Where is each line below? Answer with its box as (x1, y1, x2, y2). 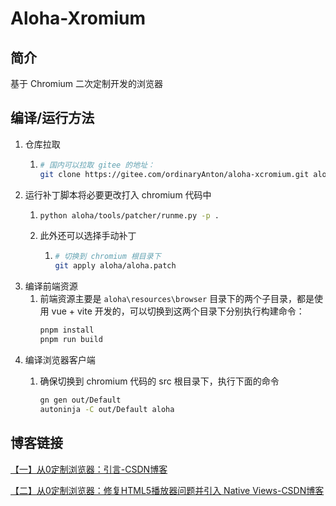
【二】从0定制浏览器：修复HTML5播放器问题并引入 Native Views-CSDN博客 (10, 484, 325, 496)
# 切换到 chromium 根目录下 (54, 252, 162, 262)
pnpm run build (39, 335, 103, 345)
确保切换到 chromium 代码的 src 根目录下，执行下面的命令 (39, 375, 280, 387)
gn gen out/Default (39, 395, 122, 405)
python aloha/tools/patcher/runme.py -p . (39, 210, 220, 221)
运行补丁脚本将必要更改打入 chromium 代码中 (24, 188, 212, 201)
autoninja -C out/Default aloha (39, 404, 175, 414)
